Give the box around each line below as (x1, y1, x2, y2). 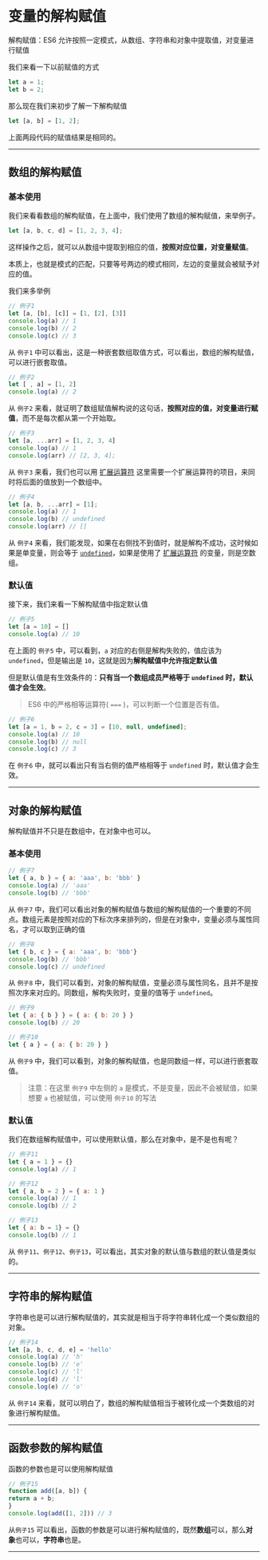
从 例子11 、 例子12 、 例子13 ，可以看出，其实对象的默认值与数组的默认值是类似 (8, 1246, 257, 1256)
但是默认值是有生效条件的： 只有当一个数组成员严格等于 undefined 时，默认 (8, 672, 254, 682)
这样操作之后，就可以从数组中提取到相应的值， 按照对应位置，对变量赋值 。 (8, 243, 253, 252)
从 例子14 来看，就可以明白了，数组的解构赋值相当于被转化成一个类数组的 (8, 1398, 248, 1408)
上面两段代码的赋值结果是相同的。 (8, 132, 120, 142)
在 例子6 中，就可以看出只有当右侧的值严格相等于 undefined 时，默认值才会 (8, 760, 253, 770)
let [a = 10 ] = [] (8, 623, 69, 631)
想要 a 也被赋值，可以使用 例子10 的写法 (27, 1092, 157, 1102)
